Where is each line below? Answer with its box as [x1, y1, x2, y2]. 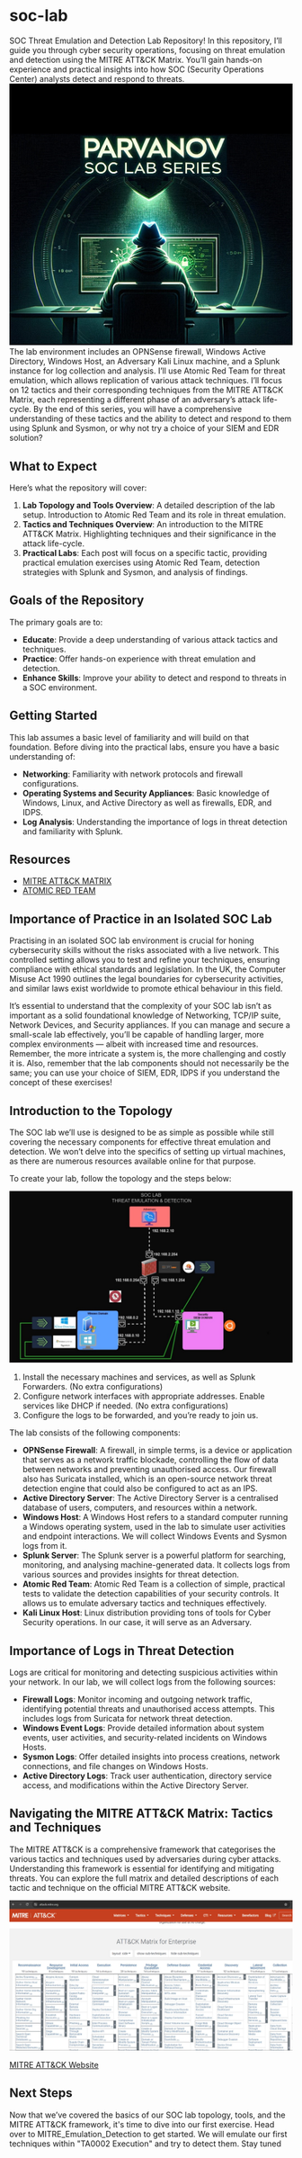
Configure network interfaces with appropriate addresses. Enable [22, 1391, 265, 1402]
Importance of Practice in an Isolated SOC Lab [9, 911, 272, 927]
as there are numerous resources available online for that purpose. [9, 1155, 256, 1166]
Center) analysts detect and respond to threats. [9, 73, 185, 84]
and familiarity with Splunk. [22, 825, 123, 837]
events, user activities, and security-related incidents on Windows [22, 1731, 268, 1742]
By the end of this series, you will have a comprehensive [32, 404, 243, 415]
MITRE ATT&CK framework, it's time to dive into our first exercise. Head [9, 2118, 275, 2129]
